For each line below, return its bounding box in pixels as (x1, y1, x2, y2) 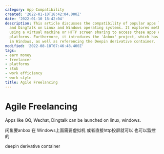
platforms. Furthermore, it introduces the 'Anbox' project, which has (9, 35, 159, 40)
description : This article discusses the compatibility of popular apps (5, 21, 156, 26)
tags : (5, 48, 16, 53)
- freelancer (5, 57, 32, 62)
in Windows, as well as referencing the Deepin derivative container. (9, 39, 156, 44)
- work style (5, 75, 32, 80)
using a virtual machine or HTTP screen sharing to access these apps (9, 30, 156, 35)
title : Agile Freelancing (5, 80, 58, 85)
